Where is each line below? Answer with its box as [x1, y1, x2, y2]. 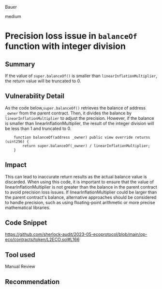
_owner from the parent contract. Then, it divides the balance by [5, 110, 132, 116]
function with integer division [5, 41, 126, 52]
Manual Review [5, 264, 35, 270]
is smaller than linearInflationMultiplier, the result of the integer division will [5, 120, 154, 126]
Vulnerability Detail [5, 92, 64, 100]
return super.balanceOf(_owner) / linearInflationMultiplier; [22, 143, 150, 148]
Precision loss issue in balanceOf [5, 31, 138, 42]
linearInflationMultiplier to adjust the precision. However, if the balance [5, 115, 154, 121]
